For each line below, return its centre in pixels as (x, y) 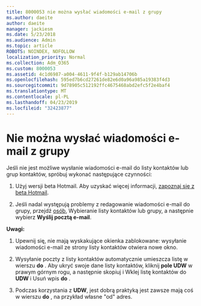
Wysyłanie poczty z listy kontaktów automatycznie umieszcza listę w (101, 259)
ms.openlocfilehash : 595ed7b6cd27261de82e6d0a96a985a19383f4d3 (88, 80)
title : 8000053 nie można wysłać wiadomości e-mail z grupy (84, 12)
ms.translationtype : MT (37, 91)
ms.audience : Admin (31, 40)
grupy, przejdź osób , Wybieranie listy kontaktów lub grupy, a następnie (104, 211)
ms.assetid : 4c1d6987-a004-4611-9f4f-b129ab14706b (72, 74)
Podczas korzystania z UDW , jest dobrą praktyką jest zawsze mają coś (104, 290)
